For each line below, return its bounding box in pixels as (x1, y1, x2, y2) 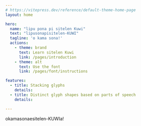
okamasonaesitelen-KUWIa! (5, 115, 64, 121)
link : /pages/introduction (18, 55, 77, 60)
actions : (10, 40, 29, 46)
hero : (5, 21, 17, 27)
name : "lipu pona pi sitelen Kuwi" (10, 26, 86, 31)
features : (5, 78, 27, 83)
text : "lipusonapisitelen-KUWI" (10, 31, 79, 36)
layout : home (5, 12, 33, 17)
